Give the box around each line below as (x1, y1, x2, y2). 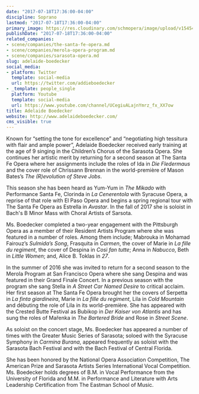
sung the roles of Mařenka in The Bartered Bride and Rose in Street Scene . (6, 315, 188, 322)
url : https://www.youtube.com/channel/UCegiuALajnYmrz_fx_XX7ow (11, 102, 174, 108)
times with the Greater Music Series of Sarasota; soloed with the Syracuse (6, 332, 188, 339)
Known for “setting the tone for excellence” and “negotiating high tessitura (6, 135, 188, 142)
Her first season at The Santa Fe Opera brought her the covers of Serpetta (6, 289, 188, 296)
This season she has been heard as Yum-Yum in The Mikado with (6, 184, 166, 191)
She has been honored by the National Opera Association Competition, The (6, 356, 190, 363)
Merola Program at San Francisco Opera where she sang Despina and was (6, 270, 188, 277)
